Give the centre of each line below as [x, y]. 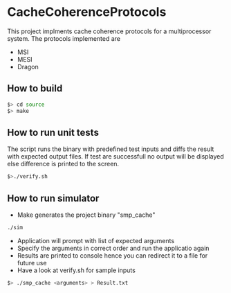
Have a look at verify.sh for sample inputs [76, 270]
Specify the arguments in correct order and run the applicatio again [113, 248]
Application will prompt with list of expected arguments [96, 240]
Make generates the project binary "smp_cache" [86, 215]
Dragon [28, 66]
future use [32, 263]
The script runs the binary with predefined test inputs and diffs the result [111, 149]
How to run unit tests [53, 132]
